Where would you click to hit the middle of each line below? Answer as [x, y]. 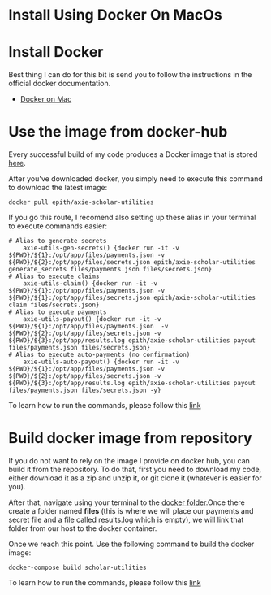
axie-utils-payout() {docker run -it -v [92, 319]
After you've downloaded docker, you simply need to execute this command [135, 179]
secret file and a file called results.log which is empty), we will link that [126, 519]
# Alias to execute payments [58, 312]
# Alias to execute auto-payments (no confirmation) [99, 355]
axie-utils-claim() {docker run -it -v [90, 284]
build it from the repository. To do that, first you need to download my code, [135, 469]
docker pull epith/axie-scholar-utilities [81, 202]
